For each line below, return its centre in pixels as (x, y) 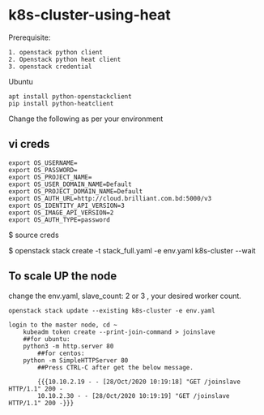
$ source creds (34, 235)
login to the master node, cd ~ (63, 325)
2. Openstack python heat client (65, 59)
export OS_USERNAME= (43, 163)
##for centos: (61, 353)
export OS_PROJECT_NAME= (50, 177)
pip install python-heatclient (61, 103)
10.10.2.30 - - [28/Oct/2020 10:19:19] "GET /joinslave (134, 396)
